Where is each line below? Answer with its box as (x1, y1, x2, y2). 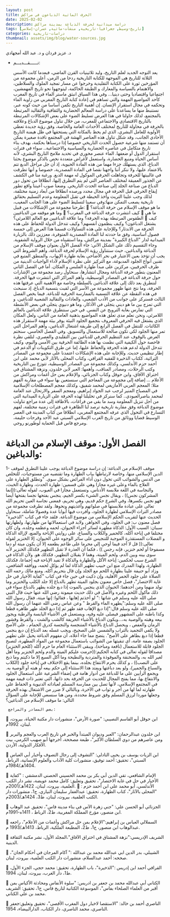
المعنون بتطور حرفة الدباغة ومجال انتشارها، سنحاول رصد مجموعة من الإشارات (13, 268, 161, 275)
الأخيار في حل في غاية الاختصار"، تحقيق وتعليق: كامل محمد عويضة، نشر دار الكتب (6, 777, 159, 784)
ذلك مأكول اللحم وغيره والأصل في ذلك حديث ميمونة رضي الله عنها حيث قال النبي (6, 589, 158, 595)
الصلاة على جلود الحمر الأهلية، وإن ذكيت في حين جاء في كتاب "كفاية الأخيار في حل (6, 573, 161, 579)
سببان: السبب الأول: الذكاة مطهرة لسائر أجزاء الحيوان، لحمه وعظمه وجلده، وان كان (6, 524, 162, 530)
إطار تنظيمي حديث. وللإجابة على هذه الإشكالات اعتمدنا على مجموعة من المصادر (13, 350, 163, 356)
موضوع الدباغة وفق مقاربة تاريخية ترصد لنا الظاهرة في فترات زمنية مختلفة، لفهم (13, 403, 164, 410)
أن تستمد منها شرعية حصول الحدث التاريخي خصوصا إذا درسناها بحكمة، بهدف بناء (13, 139, 165, 145)
